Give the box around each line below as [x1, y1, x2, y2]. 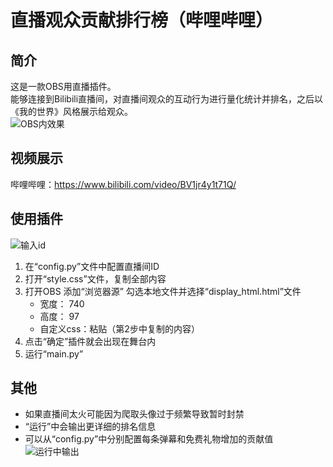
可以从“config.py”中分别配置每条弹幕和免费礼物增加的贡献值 [24, 433, 274, 445]
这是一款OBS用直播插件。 [10, 81, 117, 92]
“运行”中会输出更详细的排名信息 [24, 421, 157, 433]
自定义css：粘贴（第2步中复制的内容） [39, 322, 200, 335]
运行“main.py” [24, 347, 84, 360]
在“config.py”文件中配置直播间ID [24, 260, 160, 272]
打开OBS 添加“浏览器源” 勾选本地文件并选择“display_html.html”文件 [24, 285, 302, 297]
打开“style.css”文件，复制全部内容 [24, 272, 167, 285]
